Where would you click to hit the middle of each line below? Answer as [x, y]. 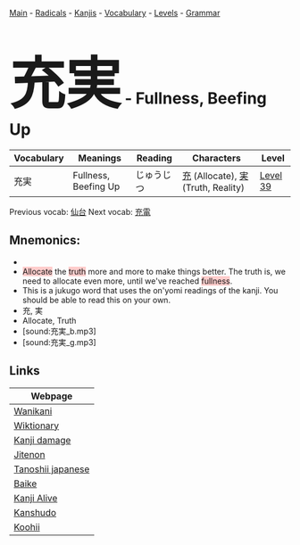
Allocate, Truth [49, 320]
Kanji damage [42, 440]
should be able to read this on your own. [96, 300]
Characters [216, 158]
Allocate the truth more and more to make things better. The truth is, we [154, 271]
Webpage [52, 396]
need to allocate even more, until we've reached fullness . [127, 281]
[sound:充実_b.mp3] [59, 331]
